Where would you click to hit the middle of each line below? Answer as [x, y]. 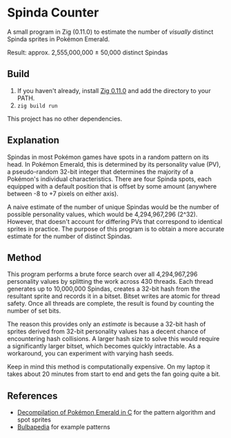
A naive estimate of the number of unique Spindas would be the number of [113, 207]
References [32, 396]
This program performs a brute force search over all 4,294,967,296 [102, 274]
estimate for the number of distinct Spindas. [70, 236]
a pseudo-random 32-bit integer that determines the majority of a [100, 171]
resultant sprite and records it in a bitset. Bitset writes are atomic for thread [114, 296]
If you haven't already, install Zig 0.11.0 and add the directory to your [114, 90]
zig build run [37, 106]
